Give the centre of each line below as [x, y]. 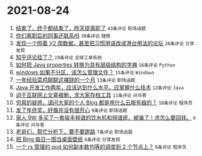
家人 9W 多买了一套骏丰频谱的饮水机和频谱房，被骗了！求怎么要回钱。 [104, 117]
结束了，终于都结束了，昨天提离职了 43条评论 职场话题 [81, 28]
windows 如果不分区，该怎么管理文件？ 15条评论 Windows [85, 72]
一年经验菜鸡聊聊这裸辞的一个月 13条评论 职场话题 [75, 80]
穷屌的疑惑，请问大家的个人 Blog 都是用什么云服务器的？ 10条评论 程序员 [104, 102]
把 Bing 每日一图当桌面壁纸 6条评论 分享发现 [68, 139]
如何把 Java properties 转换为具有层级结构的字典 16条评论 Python [96, 65]
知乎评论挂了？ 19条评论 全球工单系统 [59, 57]
